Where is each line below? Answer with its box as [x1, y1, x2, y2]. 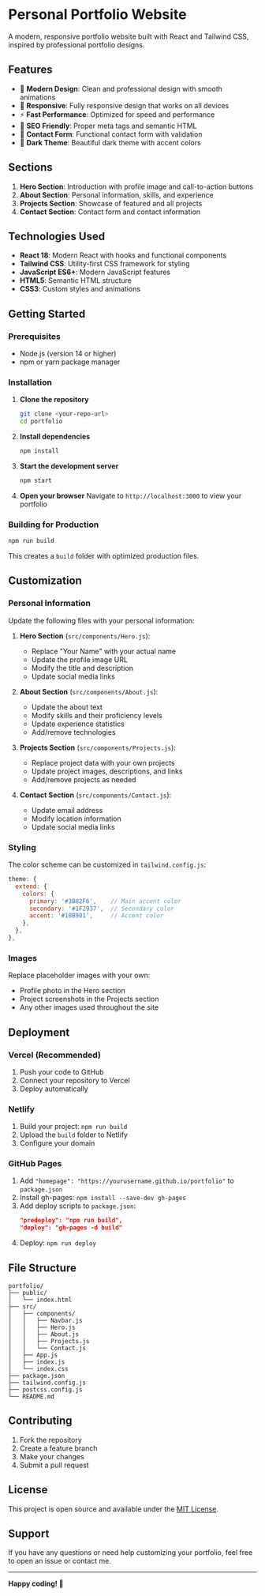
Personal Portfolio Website [8, 6, 187, 24]
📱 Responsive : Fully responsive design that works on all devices [19, 100, 230, 110]
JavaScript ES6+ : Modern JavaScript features [19, 267, 171, 277]
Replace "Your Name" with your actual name [31, 646, 176, 656]
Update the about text [31, 702, 103, 712]
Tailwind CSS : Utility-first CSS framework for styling [19, 259, 191, 269]
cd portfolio [19, 417, 63, 426]
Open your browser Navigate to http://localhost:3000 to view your [19, 491, 242, 500]
